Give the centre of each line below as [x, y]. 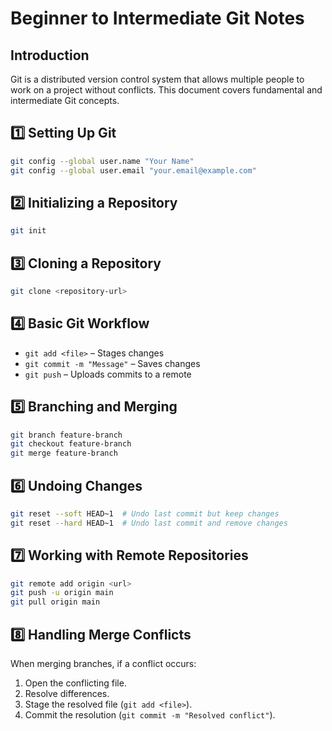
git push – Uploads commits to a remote [108, 374]
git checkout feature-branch [71, 444]
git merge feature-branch [64, 453]
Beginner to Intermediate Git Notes [157, 18]
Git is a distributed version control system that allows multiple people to [157, 79]
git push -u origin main [62, 593]
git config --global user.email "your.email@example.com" [133, 170]
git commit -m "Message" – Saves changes [112, 363]
